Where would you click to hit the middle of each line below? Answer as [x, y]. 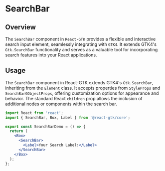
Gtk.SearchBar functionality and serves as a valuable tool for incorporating [82, 50]
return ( [19, 131]
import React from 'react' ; [34, 113]
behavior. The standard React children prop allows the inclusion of [74, 98]
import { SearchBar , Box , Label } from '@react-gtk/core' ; [68, 118]
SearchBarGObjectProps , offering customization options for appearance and [82, 93]
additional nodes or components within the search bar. [61, 104]
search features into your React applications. [51, 55]
